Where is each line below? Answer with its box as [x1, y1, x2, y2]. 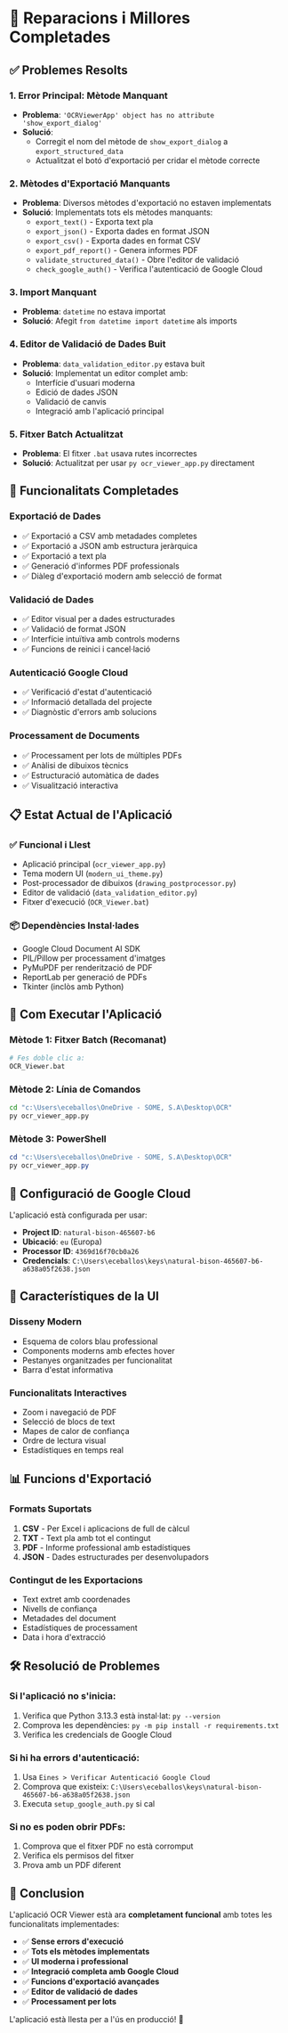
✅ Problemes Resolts [9, 62, 129, 78]
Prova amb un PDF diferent [21, 1860, 122, 1871]
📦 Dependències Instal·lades [9, 920, 140, 932]
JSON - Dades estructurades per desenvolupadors [21, 1551, 209, 1562]
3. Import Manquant [9, 286, 97, 299]
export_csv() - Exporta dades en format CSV [35, 235, 201, 246]
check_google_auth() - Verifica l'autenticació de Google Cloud [35, 264, 263, 275]
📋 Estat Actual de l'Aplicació [9, 807, 173, 823]
